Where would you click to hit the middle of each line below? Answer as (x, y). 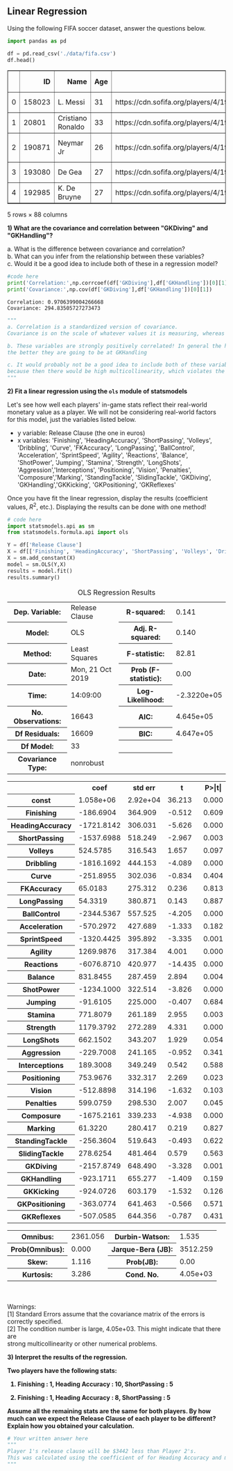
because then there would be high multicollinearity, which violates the (116, 372)
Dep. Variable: (37, 612)
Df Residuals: (37, 734)
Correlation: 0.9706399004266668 (55, 302)
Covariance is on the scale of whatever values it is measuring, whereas (116, 333)
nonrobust (87, 763)
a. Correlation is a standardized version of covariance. (93, 327)
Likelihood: (146, 700)
